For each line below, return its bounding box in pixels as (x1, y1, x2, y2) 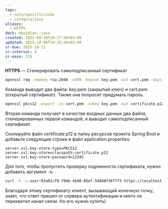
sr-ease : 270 (5, 54, 32, 59)
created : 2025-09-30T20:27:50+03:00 (5, 36, 81, 41)
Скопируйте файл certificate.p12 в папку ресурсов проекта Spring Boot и (5, 131, 160, 137)
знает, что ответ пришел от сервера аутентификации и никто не (5, 193, 142, 198)
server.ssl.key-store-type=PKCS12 (5, 146, 77, 151)
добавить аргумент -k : (5, 169, 54, 175)
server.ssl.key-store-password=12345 (5, 155, 84, 160)
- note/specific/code (9, 12, 55, 17)
